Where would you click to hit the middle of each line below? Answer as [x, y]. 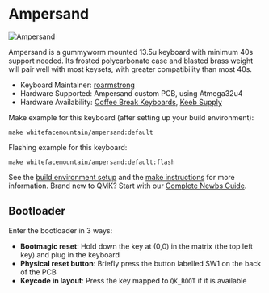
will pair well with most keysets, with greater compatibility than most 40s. [130, 69]
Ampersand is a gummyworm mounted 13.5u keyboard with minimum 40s [131, 52]
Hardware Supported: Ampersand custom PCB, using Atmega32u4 [131, 93]
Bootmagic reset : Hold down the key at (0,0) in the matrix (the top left [136, 246]
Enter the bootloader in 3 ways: [61, 230]
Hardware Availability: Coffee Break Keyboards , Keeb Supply [121, 102]
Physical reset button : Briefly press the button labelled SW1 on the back [141, 263]
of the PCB [38, 272]
